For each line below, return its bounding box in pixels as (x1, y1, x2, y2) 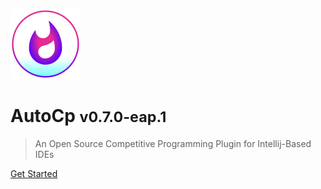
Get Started (10, 167, 58, 179)
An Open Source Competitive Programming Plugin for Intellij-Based (34, 137, 312, 149)
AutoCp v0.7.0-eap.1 (10, 105, 167, 128)
